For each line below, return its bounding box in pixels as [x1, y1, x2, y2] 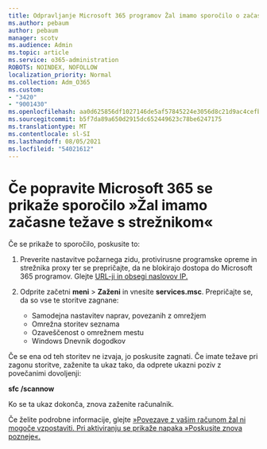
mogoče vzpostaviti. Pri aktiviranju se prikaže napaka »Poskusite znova [8, 424, 242, 433]
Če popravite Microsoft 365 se [8, 179, 213, 197]
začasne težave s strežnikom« [8, 213, 214, 231]
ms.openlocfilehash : [8, 108, 77, 116]
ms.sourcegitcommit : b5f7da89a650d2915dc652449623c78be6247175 [8, 115, 222, 123]
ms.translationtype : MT [8, 123, 87, 131]
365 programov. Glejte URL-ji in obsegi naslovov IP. [19, 271, 188, 281]
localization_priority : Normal [8, 71, 112, 79]
